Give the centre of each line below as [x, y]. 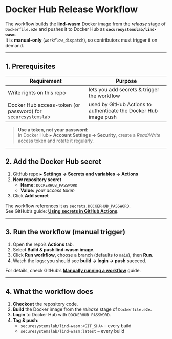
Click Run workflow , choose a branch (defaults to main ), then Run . [83, 255]
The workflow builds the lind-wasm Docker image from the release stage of [85, 24]
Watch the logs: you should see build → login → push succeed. [80, 261]
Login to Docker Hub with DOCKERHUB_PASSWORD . [62, 315]
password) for [25, 111]
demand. [15, 45]
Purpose [126, 81]
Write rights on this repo [37, 92]
